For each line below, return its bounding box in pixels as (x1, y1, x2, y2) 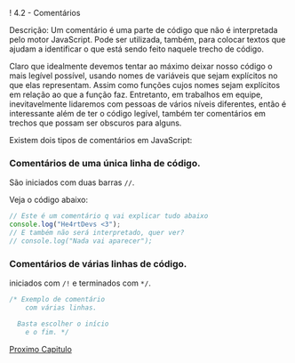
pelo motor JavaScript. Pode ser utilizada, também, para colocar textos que (9, 35, 286, 44)
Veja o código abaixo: (9, 195, 89, 206)
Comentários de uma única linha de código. (9, 157, 201, 169)
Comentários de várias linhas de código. (9, 257, 187, 270)
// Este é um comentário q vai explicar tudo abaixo (9, 212, 209, 221)
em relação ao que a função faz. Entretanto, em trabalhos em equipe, (9, 89, 264, 100)
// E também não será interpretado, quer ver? (9, 229, 185, 238)
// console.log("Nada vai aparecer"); (9, 236, 153, 246)
